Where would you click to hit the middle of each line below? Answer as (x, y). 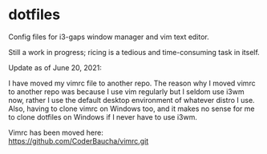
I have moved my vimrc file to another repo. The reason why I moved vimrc (132, 83)
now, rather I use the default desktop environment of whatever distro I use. (131, 100)
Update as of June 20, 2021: (55, 67)
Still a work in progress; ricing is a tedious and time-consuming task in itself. (134, 52)
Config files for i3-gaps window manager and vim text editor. (109, 37)
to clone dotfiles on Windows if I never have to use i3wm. (103, 116)
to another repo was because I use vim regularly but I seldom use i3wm (126, 91)
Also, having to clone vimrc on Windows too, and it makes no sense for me (131, 109)
